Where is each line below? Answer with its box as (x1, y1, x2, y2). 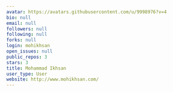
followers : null (6, 25, 47, 32)
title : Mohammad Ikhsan (6, 65, 67, 71)
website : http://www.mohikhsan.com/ (6, 76, 99, 82)
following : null (6, 31, 47, 38)
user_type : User (6, 71, 47, 77)
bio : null (6, 15, 32, 21)
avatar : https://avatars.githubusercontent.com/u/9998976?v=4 (6, 8, 167, 15)
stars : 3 (6, 59, 29, 65)
